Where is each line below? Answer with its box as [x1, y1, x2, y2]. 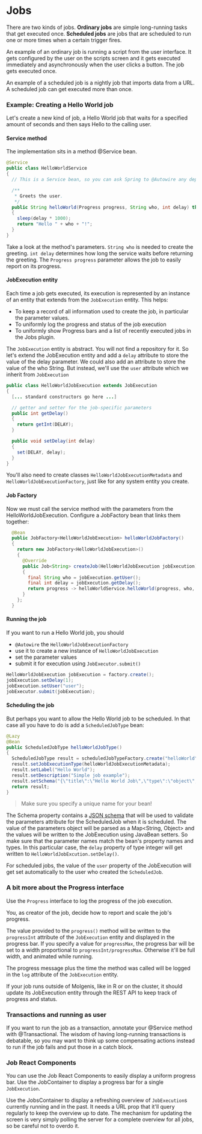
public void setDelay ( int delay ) [11, 438, 96, 444]
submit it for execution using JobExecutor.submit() [14, 660, 141, 667]
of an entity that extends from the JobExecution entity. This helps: [6, 296, 168, 304]
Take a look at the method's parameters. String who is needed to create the [6, 243, 194, 251]
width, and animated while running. [6, 952, 93, 960]
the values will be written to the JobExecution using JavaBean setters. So [6, 831, 188, 838]
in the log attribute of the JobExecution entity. [6, 970, 119, 978]
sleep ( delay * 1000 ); [17, 216, 71, 222]
